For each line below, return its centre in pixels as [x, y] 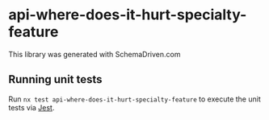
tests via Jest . [32, 107]
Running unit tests [55, 79]
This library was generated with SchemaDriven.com [95, 54]
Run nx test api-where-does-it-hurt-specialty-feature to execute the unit [134, 99]
